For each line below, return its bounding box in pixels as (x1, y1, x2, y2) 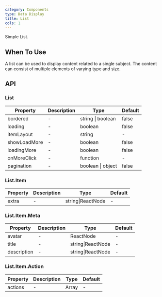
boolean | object (80, 162, 117, 169)
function (80, 155, 99, 161)
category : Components (5, 7, 49, 12)
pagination (7, 162, 32, 169)
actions (7, 284, 24, 291)
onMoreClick (7, 155, 37, 161)
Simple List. (5, 34, 29, 40)
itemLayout (7, 131, 33, 138)
